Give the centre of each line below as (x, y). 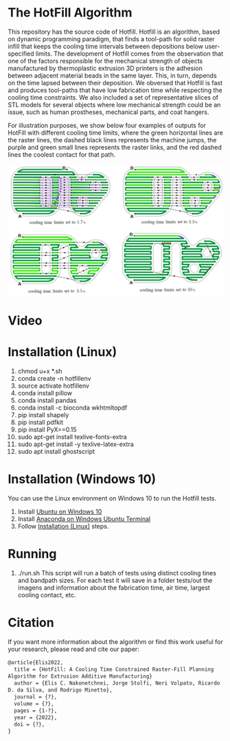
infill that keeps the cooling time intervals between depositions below (105, 46)
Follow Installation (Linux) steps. (63, 527)
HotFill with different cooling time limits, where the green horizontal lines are (116, 133)
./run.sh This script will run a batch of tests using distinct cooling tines (117, 573)
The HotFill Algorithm (70, 13)
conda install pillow (45, 393)
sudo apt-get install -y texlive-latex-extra (76, 444)
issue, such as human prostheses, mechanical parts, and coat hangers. (108, 112)
